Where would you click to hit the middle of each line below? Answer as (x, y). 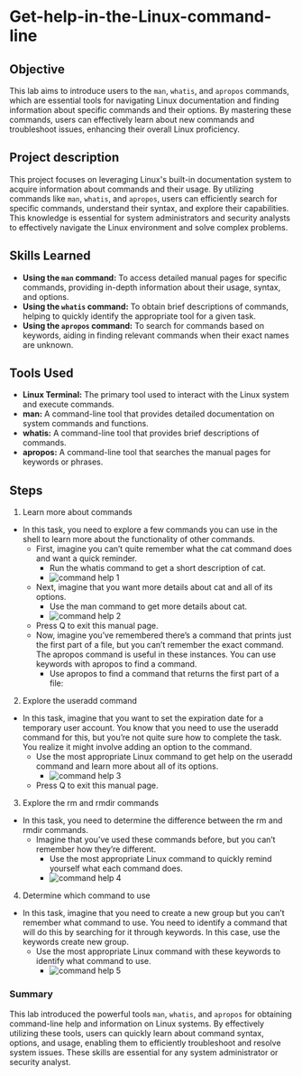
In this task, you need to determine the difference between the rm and (152, 820)
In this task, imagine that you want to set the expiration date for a (143, 718)
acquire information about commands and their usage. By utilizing (132, 189)
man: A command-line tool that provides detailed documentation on (148, 414)
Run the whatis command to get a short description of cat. (157, 568)
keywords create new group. (75, 942)
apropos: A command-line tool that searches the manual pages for (146, 453)
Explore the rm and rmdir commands (91, 803)
